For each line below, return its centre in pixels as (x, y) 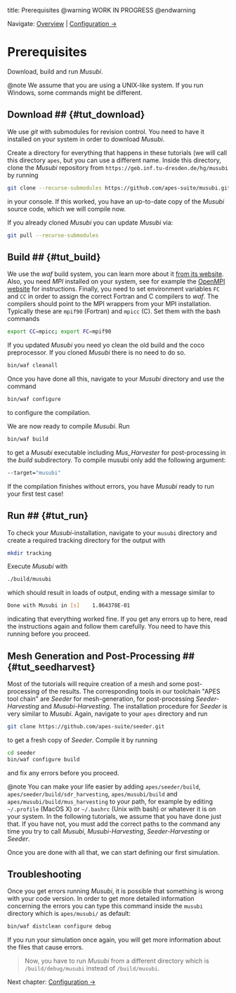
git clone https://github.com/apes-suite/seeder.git (86, 726)
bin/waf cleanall (33, 366)
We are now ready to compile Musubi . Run (68, 426)
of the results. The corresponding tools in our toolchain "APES (131, 691)
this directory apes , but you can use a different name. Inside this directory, (114, 160)
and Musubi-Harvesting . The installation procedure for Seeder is (134, 706)
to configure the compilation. (49, 412)
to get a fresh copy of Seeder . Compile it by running (83, 739)
